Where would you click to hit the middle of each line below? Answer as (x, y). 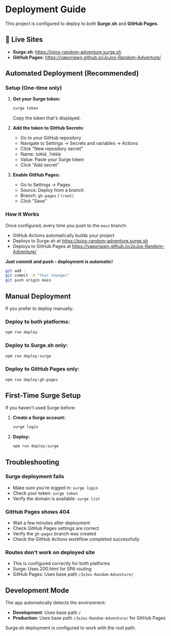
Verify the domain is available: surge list (56, 498)
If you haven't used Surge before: (41, 408)
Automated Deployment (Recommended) (72, 73)
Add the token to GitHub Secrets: (48, 128)
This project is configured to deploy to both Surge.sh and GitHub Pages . (82, 23)
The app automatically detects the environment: (56, 603)
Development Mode (37, 590)
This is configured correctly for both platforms (61, 564)
